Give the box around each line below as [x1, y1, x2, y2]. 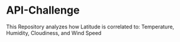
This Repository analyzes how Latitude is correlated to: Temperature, [6, 23, 175, 30]
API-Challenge [6, 4, 80, 17]
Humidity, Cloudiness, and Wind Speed [6, 29, 102, 36]
